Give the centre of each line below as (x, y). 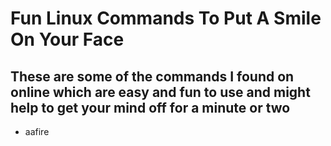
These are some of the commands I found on (152, 76)
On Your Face (67, 39)
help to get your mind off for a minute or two (150, 107)
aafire (37, 131)
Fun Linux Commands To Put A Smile (166, 18)
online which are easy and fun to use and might (160, 92)
